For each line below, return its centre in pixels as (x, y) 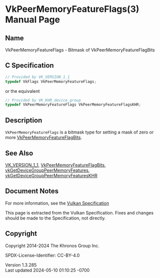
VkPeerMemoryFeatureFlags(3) (72, 9)
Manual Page (33, 20)
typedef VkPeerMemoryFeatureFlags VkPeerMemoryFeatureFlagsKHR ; (73, 105)
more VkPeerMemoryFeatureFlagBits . (44, 138)
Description (24, 120)
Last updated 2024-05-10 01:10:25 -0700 (47, 270)
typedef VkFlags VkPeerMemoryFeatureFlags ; (51, 81)
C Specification (30, 66)
